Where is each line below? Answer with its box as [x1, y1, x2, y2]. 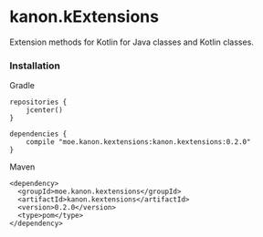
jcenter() [26, 106, 64, 115]
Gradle [9, 80, 35, 91]
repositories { [9, 98, 68, 107]
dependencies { [9, 129, 68, 139]
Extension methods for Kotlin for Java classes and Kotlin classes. [9, 36, 254, 47]
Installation [9, 59, 61, 72]
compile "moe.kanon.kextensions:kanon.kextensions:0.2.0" [26, 138, 251, 147]
